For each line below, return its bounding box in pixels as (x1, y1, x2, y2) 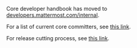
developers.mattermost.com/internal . (6, 11, 99, 19)
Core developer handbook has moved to (6, 5, 108, 12)
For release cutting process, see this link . (6, 35, 110, 41)
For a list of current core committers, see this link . (6, 23, 131, 30)
